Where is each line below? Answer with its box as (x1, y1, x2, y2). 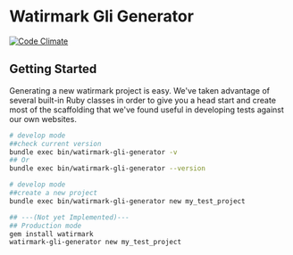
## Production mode (9, 221, 82, 230)
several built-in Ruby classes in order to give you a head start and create (9, 95, 277, 105)
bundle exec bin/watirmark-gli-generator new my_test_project (9, 196, 246, 206)
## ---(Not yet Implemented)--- (9, 212, 130, 222)
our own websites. (9, 113, 78, 124)
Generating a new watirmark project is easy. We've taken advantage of (9, 85, 271, 95)
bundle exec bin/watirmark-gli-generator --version (9, 164, 205, 173)
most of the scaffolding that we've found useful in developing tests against (9, 104, 284, 115)
